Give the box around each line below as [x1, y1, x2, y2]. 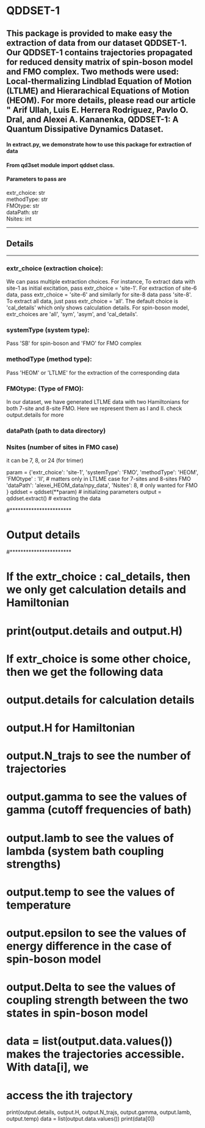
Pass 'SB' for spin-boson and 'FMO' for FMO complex [6, 339, 142, 347]
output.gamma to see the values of [6, 790, 187, 804]
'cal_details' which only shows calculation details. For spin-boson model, [6, 304, 190, 311]
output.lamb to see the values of [6, 831, 174, 845]
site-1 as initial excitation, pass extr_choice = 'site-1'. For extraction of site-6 [6, 284, 197, 292]
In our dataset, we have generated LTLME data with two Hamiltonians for [6, 398, 189, 405]
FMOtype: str [6, 202, 40, 209]
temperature [6, 898, 71, 912]
